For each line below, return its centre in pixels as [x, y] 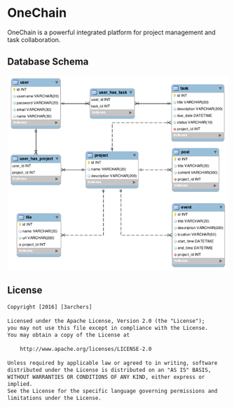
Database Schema [48, 62]
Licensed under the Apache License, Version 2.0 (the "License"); [106, 321]
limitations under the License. [54, 398]
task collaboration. [34, 39]
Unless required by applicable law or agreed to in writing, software [112, 363]
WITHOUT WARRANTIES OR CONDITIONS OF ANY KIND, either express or [106, 377]
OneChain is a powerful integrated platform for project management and [111, 32]
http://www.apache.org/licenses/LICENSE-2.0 [86, 349]
